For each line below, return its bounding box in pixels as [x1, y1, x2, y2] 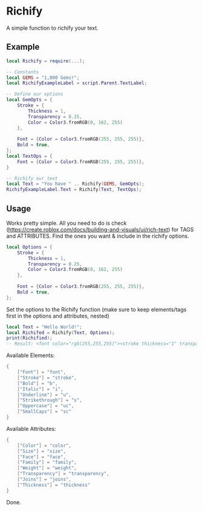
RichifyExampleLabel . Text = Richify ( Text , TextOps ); [6, 187, 142, 193]
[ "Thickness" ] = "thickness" [17, 482, 91, 488]
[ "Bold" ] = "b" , [17, 380, 59, 386]
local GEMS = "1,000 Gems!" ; [6, 75, 80, 81]
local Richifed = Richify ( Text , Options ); [6, 329, 115, 336]
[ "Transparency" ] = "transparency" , [17, 471, 110, 477]
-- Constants [6, 68, 39, 75]
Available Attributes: [6, 425, 56, 432]
